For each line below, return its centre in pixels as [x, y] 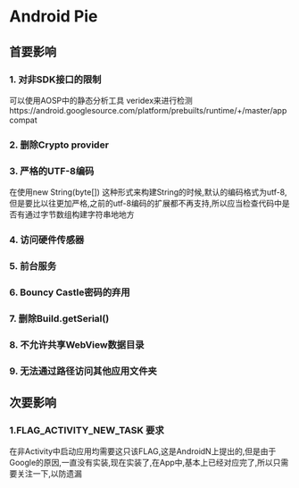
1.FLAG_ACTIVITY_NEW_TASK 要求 [87, 430]
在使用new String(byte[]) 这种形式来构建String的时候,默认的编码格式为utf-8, [148, 192]
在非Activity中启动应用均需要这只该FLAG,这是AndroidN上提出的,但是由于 [143, 451]
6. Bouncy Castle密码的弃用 [70, 292]
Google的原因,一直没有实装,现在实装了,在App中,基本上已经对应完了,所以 [141, 463]
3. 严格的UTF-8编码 [52, 171]
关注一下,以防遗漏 [50, 474]
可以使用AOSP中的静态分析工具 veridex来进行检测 [101, 100]
